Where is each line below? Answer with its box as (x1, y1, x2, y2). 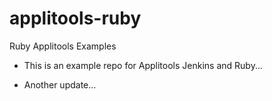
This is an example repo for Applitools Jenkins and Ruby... (23, 59, 263, 71)
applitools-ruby (9, 7, 142, 30)
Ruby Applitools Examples (9, 40, 117, 52)
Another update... (23, 78, 97, 91)
